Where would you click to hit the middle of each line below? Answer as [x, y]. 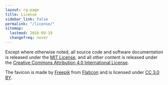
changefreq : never [29, 38]
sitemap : [14, 28]
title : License [21, 14]
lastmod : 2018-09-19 [31, 33]
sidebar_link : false [27, 19]
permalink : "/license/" [30, 24]
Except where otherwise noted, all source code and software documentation [84, 52]
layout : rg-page [22, 10]
